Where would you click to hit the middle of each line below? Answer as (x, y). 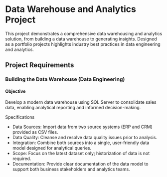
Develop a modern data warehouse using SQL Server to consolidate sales (81, 102)
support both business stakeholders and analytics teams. (71, 169)
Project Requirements (40, 65)
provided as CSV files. (35, 132)
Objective (15, 91)
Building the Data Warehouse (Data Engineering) (65, 79)
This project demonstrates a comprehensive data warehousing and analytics (84, 33)
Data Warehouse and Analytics (71, 9)
